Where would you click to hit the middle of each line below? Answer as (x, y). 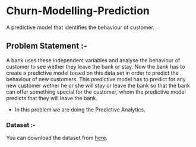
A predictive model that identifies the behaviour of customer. (80, 27)
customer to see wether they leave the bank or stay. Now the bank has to (96, 66)
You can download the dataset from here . (57, 138)
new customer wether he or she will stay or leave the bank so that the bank (98, 85)
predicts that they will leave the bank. (52, 98)
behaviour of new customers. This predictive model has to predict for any (96, 79)
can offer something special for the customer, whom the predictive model (96, 92)
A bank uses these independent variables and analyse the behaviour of (93, 60)
